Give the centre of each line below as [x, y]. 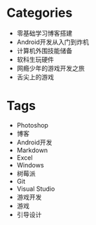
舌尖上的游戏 [35, 77]
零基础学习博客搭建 [44, 33]
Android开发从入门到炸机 [53, 42]
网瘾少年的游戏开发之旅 [50, 68]
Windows [30, 165]
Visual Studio [36, 189]
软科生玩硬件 [35, 59]
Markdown [32, 150]
